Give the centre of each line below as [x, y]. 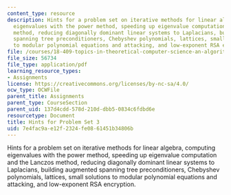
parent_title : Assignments [46, 97]
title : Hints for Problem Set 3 [53, 122]
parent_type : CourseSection [47, 103]
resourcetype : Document [41, 115]
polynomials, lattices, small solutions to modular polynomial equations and [112, 177]
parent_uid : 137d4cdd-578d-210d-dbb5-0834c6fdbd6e [81, 109]
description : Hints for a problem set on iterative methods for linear [112, 20]
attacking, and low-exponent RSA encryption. [71, 184]
